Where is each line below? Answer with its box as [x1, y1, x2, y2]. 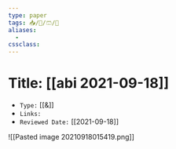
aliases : [8, 26, 37, 34]
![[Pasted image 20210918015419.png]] [8, 133, 135, 142]
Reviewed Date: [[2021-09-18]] [19, 117, 119, 126]
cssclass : [8, 41, 41, 49]
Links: [19, 111, 42, 118]
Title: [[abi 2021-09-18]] [8, 74, 169, 93]
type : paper [8, 11, 47, 20]
